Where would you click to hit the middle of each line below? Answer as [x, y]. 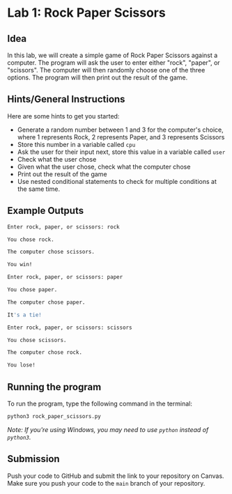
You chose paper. [32, 290]
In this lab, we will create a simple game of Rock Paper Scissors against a [113, 55]
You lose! [22, 365]
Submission [34, 459]
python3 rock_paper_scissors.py [54, 416]
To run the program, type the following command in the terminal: [100, 403]
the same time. [39, 189]
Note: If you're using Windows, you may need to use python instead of [108, 429]
